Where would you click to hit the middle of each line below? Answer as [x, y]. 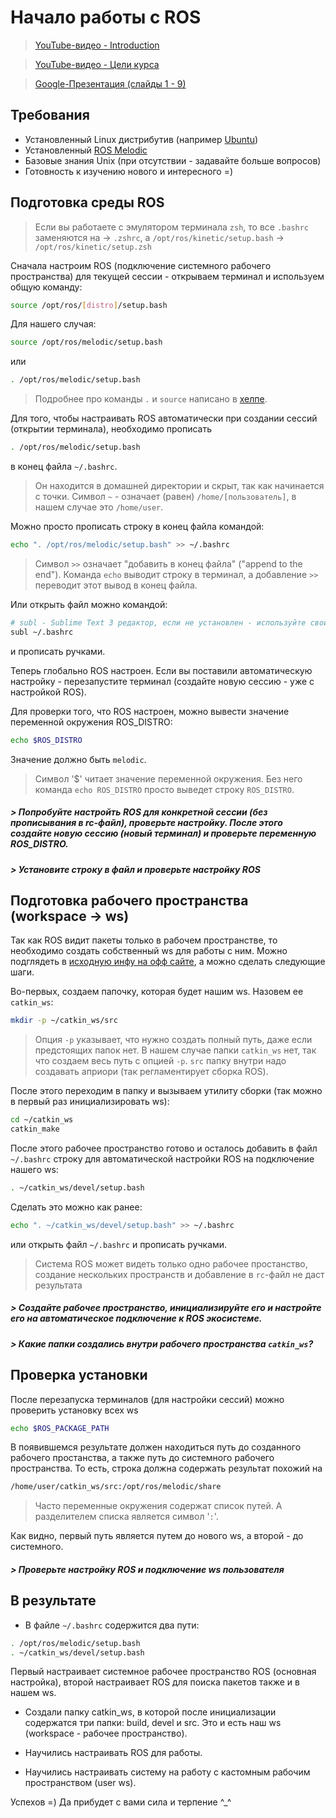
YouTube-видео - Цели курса [97, 64]
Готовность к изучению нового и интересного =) [129, 171]
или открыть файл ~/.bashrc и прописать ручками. [119, 1244]
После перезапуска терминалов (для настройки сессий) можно [147, 1399]
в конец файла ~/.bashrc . [64, 467]
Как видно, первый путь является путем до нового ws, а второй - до [157, 1536]
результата [58, 1285]
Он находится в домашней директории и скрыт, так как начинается [179, 486]
